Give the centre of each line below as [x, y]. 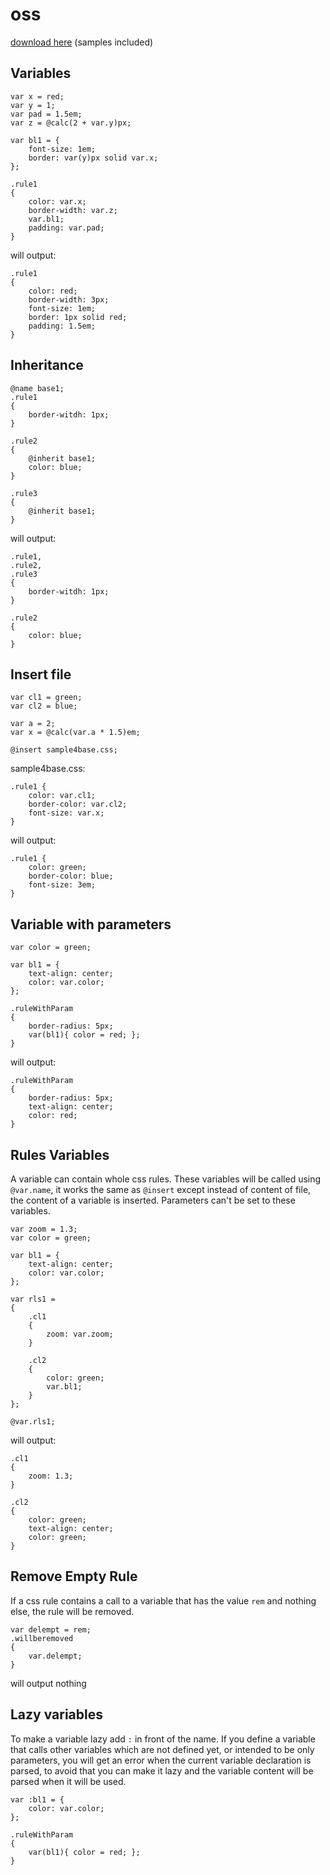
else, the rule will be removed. [72, 1611]
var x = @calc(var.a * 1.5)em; [75, 733]
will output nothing [48, 1683]
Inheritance [47, 365]
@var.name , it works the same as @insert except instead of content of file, [161, 1189]
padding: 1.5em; [62, 326]
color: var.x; [57, 201]
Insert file [41, 674]
